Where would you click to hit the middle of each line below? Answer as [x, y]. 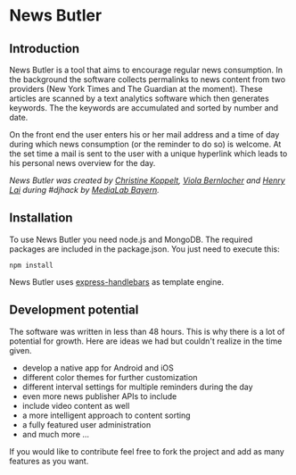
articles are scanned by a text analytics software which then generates [139, 98]
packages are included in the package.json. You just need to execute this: [144, 249]
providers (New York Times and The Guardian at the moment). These [136, 89]
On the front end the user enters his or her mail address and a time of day [144, 134]
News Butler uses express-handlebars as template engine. [117, 281]
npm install [31, 265]
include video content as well [76, 405]
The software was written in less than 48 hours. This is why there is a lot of [147, 331]
